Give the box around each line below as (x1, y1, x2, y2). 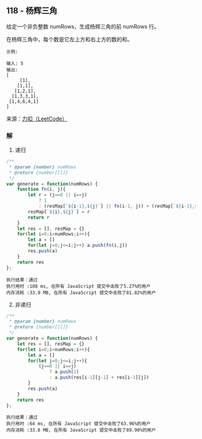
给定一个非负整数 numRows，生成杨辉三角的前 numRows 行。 (6, 23, 160, 30)
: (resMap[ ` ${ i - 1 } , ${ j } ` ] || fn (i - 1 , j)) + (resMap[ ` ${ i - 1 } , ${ (38, 204, 200, 210)
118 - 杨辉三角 (6, 5, 58, 16)
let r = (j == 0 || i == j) (28, 192, 87, 198)
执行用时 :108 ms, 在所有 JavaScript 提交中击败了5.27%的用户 (6, 283, 151, 289)
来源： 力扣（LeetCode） (6, 115, 68, 122)
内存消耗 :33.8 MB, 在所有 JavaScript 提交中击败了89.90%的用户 (6, 427, 156, 434)
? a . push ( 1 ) (49, 369, 79, 375)
